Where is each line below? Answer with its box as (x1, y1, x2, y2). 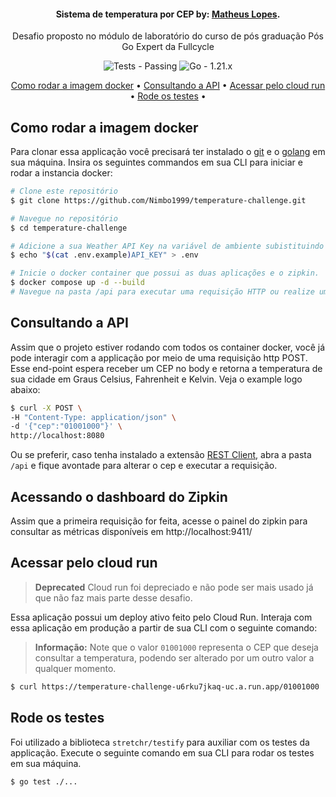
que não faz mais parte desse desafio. (34, 591, 193, 604)
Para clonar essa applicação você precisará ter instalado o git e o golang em (10, 146, 326, 158)
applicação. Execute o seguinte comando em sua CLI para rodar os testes (10, 746, 315, 759)
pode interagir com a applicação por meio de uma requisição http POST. (10, 351, 308, 364)
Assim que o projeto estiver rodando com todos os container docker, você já (10, 341, 326, 353)
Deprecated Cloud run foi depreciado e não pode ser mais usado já (34, 581, 314, 593)
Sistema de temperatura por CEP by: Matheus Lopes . (55, 8, 281, 20)
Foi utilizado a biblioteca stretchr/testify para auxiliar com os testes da (10, 736, 310, 748)
